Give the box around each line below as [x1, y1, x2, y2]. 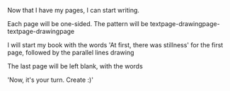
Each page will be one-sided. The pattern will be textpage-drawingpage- [7, 20, 221, 28]
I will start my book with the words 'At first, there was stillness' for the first [7, 41, 224, 49]
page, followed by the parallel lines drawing [7, 49, 134, 56]
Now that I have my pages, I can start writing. [7, 6, 140, 14]
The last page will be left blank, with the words [7, 62, 143, 70]
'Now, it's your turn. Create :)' [7, 75, 94, 84]
